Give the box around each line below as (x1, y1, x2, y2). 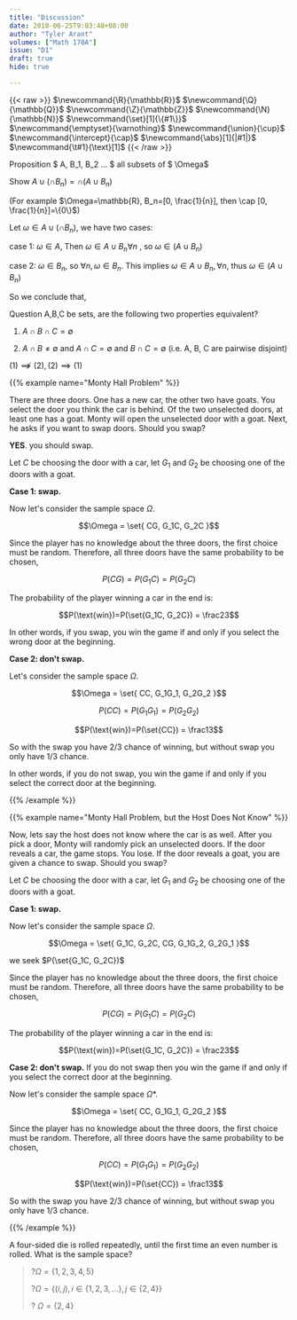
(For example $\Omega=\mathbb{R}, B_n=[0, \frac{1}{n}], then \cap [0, (9, 195, 268, 206)
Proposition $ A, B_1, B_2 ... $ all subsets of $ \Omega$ (9, 159, 209, 169)
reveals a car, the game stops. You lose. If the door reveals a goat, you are (9, 848, 281, 859)
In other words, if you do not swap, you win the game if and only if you (9, 768, 268, 779)
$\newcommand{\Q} (182, 94, 258, 105)
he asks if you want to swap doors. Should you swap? (9, 422, 206, 433)
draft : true (9, 54, 53, 63)
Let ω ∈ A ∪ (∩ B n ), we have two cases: (9, 222, 153, 235)
